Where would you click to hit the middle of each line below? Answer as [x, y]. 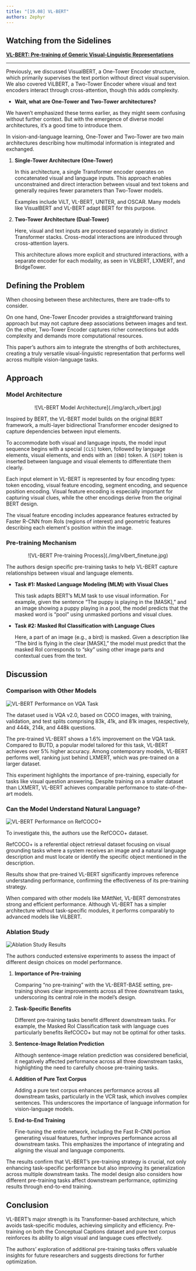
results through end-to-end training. [49, 1187]
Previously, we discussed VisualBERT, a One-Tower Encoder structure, [91, 71]
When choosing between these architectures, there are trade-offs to [88, 300]
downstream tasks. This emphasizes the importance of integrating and [99, 1144]
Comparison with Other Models [51, 691]
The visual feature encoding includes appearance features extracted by [92, 515]
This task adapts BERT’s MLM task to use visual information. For [92, 596]
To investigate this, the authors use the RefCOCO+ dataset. [77, 833]
